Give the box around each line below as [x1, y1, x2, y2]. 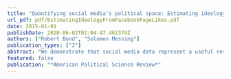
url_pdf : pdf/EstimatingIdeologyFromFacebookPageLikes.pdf [7, 16, 180, 23]
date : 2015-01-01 [7, 23, 57, 30]
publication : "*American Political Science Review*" [7, 61, 162, 68]
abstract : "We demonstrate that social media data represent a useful [7, 49, 214, 56]
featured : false [7, 55, 54, 62]
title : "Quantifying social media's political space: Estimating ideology [7, 10, 226, 17]
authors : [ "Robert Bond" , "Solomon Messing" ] [7, 36, 140, 43]
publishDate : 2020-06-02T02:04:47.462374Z [7, 29, 131, 36]
